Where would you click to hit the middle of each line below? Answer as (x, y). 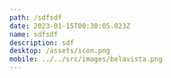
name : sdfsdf (34, 34)
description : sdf (42, 43)
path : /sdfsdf (36, 17)
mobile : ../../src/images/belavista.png (86, 59)
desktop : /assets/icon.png (60, 51)
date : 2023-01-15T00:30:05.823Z (70, 26)
